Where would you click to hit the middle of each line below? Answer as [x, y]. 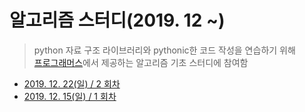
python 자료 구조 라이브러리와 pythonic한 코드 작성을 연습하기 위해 [164, 50]
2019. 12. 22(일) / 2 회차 [72, 83]
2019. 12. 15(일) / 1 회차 [70, 96]
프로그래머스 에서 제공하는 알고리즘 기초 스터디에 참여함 [141, 62]
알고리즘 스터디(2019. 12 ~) [117, 20]
